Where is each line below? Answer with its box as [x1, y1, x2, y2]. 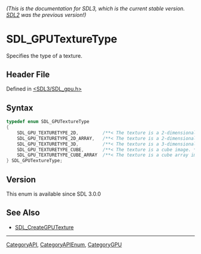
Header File [6, 69, 50, 79]
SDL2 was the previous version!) [6, 11, 87, 18]
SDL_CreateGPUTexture [14, 223, 74, 231]
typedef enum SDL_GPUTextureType [6, 119, 90, 125]
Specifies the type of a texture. [6, 52, 83, 59]
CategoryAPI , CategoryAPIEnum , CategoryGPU [6, 241, 122, 248]
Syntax [6, 103, 33, 113]
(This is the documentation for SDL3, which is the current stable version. [6, 5, 185, 12]
